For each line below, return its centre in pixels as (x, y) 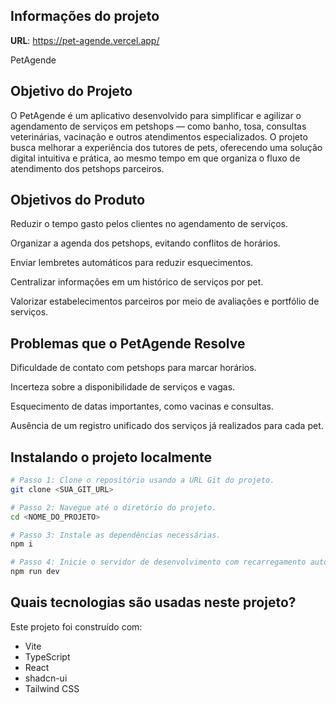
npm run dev (35, 572)
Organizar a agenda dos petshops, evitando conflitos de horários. (145, 243)
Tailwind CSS (52, 688)
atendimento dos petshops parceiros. (87, 168)
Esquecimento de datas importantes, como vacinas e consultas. (142, 406)
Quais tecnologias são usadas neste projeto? (153, 602)
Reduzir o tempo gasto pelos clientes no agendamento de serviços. (149, 224)
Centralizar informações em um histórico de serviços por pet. (137, 282)
